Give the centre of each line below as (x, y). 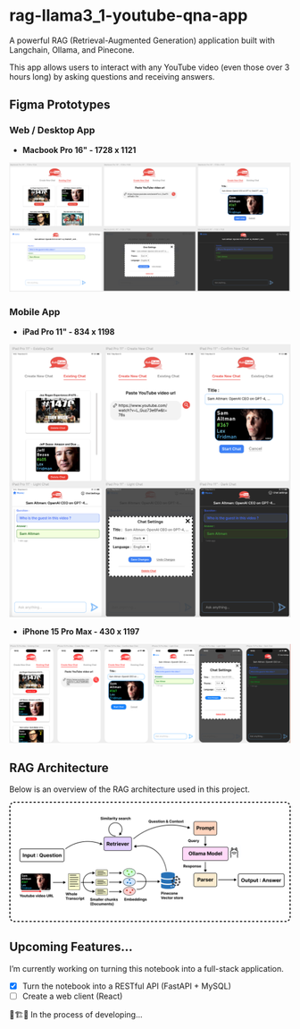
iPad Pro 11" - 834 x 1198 (68, 331)
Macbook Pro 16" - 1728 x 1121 (79, 149)
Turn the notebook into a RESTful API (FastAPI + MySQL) (127, 986)
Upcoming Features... (71, 947)
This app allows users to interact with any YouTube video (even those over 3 (150, 67)
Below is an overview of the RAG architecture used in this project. (129, 789)
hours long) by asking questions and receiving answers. (112, 76)
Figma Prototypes (60, 105)
